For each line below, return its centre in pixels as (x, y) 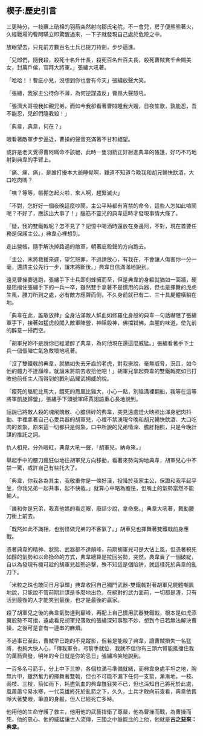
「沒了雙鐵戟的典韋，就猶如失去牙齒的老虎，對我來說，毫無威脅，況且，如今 (101, 363)
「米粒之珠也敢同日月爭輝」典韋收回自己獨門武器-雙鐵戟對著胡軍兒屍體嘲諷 (100, 584)
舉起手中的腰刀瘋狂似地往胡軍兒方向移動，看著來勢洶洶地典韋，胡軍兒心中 (99, 460)
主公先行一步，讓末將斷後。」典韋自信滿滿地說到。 (89, 266)
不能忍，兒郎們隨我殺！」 (38, 113)
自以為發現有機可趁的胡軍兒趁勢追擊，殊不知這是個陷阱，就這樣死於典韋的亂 (101, 564)
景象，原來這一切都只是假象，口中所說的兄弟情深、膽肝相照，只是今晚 (104, 427)
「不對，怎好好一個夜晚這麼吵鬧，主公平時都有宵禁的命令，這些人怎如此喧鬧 (101, 205)
